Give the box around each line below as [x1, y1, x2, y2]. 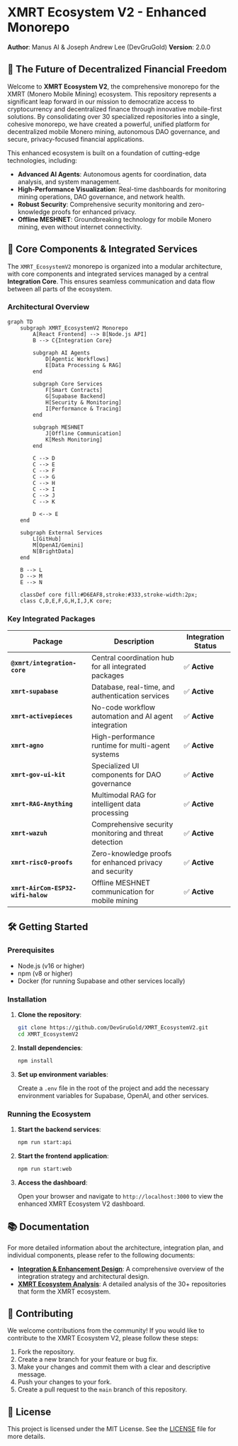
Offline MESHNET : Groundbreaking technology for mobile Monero [17, 215, 212, 223]
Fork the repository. [17, 1347, 76, 1356]
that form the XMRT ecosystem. [17, 1287, 111, 1296]
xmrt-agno [11, 741, 44, 750]
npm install [17, 1057, 53, 1064]
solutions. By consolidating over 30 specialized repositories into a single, [7, 112, 220, 120]
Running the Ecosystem [7, 1109, 91, 1119]
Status [193, 641, 217, 651]
